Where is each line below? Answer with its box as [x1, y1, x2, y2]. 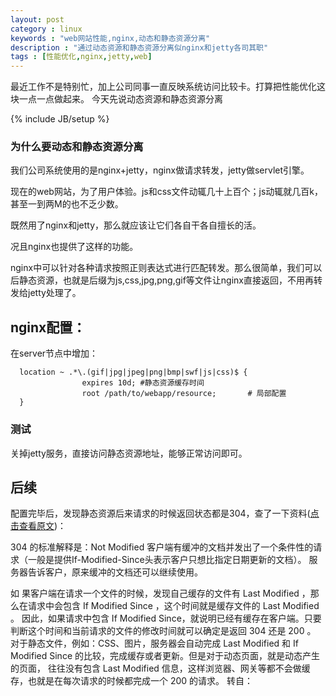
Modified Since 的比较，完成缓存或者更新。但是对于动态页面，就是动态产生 [10, 650, 320, 662]
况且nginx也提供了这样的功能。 [10, 241, 139, 253]
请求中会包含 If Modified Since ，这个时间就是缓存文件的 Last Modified [27, 600, 320, 612]
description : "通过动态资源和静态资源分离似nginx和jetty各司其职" [10, 42, 269, 53]
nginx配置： [10, 319, 87, 336]
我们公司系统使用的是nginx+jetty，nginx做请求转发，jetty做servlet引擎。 [10, 164, 310, 176]
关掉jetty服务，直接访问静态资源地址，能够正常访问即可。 [10, 447, 248, 459]
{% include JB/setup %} [10, 113, 110, 125]
